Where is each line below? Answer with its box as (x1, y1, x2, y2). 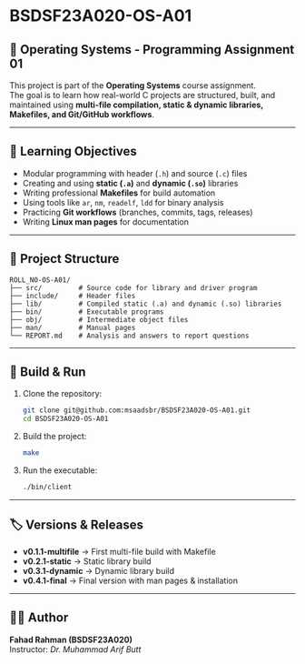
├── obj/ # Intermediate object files (9, 315, 189, 324)
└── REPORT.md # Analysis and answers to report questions (9, 331, 250, 340)
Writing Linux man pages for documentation (22, 216, 189, 227)
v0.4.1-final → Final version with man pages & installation (22, 575, 239, 586)
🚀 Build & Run (9, 365, 86, 380)
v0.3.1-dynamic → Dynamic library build (22, 565, 175, 576)
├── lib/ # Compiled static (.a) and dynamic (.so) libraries (9, 299, 282, 308)
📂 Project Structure (9, 251, 120, 267)
